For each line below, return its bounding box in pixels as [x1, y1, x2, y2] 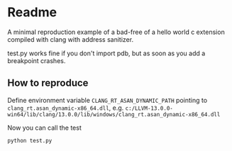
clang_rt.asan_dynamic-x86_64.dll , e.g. [7, 104, 124, 112]
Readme [7, 4, 57, 21]
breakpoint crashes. [7, 56, 66, 65]
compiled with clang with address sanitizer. [7, 35, 133, 43]
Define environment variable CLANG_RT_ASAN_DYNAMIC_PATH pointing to [7, 96, 208, 104]
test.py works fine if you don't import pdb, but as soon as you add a [7, 49, 206, 57]
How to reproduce [7, 77, 89, 89]
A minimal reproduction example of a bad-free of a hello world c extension [7, 28, 225, 36]
